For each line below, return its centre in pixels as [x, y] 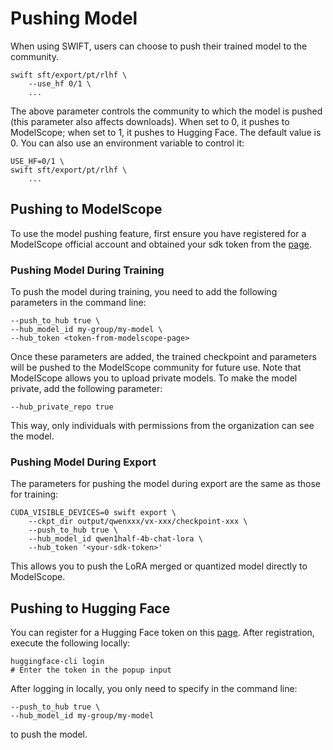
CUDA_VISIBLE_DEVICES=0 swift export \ [93, 513]
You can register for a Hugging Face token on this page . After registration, [162, 633]
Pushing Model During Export [83, 462]
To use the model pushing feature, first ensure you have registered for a [158, 233]
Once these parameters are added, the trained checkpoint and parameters [163, 357]
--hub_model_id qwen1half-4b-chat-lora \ [115, 539]
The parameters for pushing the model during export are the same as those [165, 484]
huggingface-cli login [57, 662]
